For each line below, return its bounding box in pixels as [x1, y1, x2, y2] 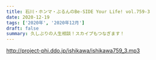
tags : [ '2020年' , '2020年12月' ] [6, 20, 85, 26]
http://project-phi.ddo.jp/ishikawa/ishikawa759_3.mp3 [6, 47, 140, 54]
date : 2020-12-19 [6, 14, 50, 20]
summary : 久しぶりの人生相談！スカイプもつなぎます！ [6, 31, 125, 37]
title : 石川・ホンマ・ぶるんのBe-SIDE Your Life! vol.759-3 [6, 8, 151, 15]
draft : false [6, 25, 39, 31]
